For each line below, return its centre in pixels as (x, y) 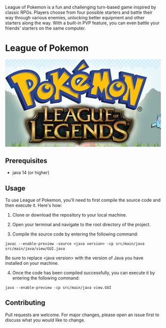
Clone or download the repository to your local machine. (70, 215)
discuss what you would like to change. (45, 320)
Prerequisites (26, 161)
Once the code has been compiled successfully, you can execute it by (83, 273)
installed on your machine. (32, 263)
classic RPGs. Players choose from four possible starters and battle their (79, 12)
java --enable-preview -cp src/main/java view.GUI (58, 287)
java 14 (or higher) (31, 173)
